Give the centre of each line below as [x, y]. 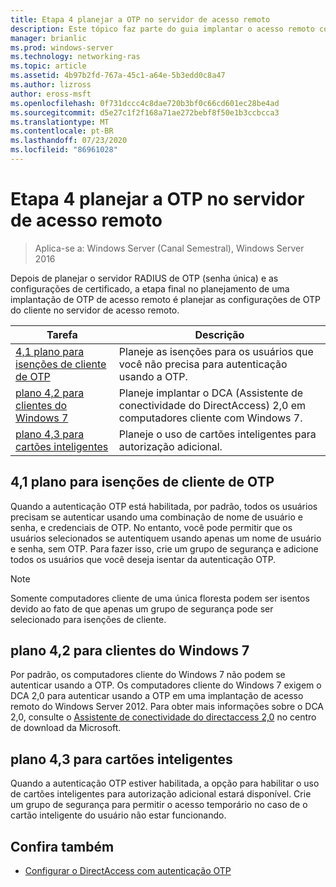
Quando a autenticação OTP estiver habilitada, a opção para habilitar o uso [165, 783]
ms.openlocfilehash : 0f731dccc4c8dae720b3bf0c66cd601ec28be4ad [145, 103]
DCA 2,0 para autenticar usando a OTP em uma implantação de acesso [157, 696]
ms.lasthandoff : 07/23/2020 [69, 141]
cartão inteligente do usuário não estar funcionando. [118, 815]
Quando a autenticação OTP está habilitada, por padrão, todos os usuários [164, 506]
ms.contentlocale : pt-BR [62, 131]
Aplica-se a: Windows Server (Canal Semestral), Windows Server [169, 248]
